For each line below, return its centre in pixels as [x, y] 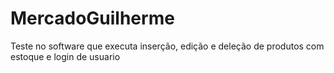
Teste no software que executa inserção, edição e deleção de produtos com [167, 46]
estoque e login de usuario [65, 56]
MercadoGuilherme [92, 18]
